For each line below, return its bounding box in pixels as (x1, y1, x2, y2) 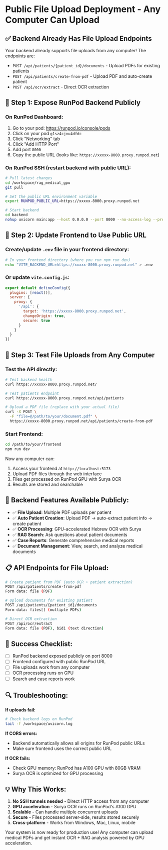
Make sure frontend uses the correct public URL (12, 746, 112, 752)
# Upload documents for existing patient (5, 598, 93, 603)
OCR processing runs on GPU (12, 670, 74, 676)
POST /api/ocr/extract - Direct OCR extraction (12, 84, 109, 90)
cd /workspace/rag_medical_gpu (5, 180, 70, 185)
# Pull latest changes (5, 175, 52, 180)
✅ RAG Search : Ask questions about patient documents (12, 532, 127, 538)
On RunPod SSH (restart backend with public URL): (5, 164, 131, 171)
